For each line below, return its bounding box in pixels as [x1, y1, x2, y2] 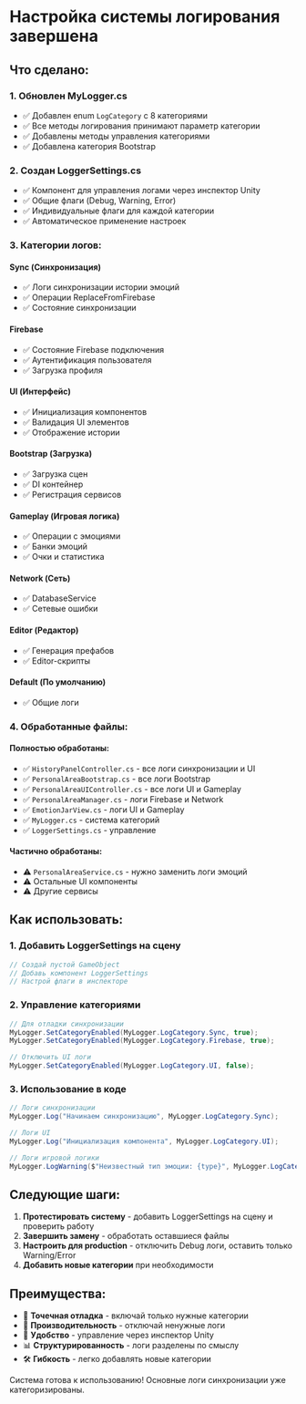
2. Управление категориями [9, 998, 141, 1011]
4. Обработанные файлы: [9, 720, 128, 733]
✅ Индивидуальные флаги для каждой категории [22, 205, 215, 216]
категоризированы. [9, 1384, 85, 1396]
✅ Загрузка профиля [22, 365, 103, 376]
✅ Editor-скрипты [22, 655, 91, 666]
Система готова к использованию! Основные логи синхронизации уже [9, 1375, 287, 1386]
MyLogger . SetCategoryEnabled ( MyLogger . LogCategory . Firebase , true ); [9, 1037, 275, 1046]
